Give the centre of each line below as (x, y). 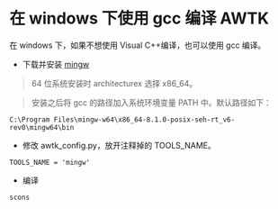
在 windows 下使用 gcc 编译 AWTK (139, 18)
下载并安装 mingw (56, 64)
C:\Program (30, 119)
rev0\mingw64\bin (42, 127)
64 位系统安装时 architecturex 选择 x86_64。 (114, 83)
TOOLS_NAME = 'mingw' (50, 162)
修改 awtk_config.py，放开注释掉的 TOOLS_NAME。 (119, 145)
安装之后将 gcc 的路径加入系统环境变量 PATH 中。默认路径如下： (151, 102)
